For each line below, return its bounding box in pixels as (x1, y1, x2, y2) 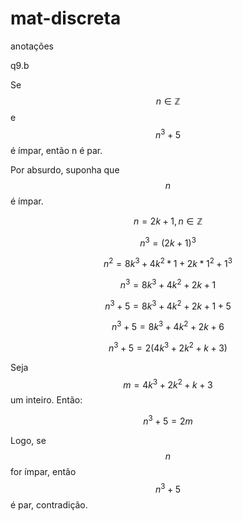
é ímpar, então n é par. (10, 144, 103, 156)
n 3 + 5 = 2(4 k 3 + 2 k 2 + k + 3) (108, 340, 228, 354)
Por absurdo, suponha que (10, 163, 120, 176)
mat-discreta (10, 7, 122, 30)
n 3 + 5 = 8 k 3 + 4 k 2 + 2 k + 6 (111, 319, 225, 332)
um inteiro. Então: (10, 394, 83, 406)
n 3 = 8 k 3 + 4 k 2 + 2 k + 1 (119, 277, 217, 291)
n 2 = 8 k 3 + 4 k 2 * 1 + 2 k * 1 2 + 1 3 (103, 256, 233, 269)
